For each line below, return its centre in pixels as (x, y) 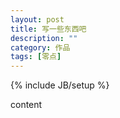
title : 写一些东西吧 (48, 29)
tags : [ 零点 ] (36, 57)
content (26, 105)
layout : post (37, 19)
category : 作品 (40, 47)
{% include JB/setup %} (60, 85)
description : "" (44, 38)
